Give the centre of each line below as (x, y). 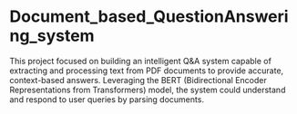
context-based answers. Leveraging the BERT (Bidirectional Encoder (138, 80)
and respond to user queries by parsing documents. (107, 99)
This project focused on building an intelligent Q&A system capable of (140, 61)
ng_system (52, 36)
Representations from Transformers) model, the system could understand (148, 90)
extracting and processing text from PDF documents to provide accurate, (147, 71)
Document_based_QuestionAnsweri (149, 17)
